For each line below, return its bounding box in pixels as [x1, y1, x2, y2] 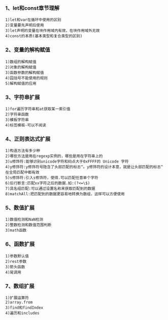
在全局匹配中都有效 [5, 170, 40, 175]
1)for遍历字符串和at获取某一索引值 [5, 106, 71, 112]
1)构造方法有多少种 [5, 148, 41, 153]
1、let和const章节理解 [5, 4, 60, 11]
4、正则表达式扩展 [5, 135, 51, 142]
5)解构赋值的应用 [5, 81, 37, 86]
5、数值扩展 [5, 204, 35, 211]
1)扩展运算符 [5, 296, 29, 301]
